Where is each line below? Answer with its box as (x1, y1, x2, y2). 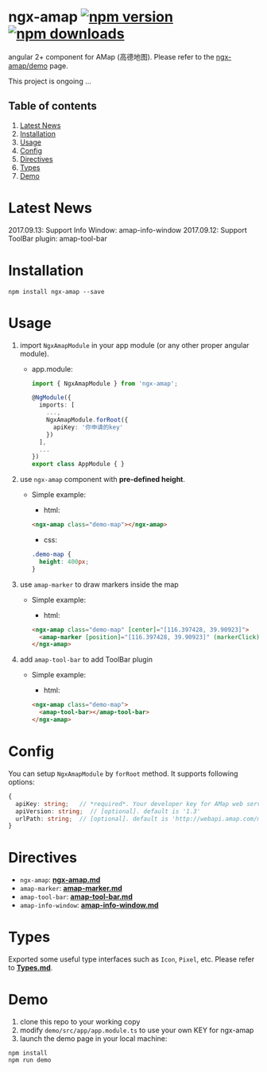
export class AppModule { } (31, 461, 125, 469)
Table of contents (8, 99, 97, 113)
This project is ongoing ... (8, 76, 91, 86)
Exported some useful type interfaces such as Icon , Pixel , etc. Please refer (8, 954, 255, 964)
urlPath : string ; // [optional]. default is (15, 815, 169, 823)
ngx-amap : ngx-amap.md (19, 875, 101, 885)
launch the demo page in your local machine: (19, 1034, 168, 1043)
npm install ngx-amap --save (8, 287, 105, 295)
